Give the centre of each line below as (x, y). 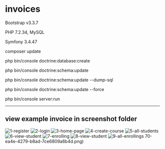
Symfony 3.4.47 (21, 42)
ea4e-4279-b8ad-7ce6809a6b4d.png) (44, 141)
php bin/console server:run (33, 99)
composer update (23, 51)
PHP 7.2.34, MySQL (25, 32)
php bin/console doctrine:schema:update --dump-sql (59, 80)
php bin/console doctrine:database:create (48, 60)
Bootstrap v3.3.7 (22, 23)
